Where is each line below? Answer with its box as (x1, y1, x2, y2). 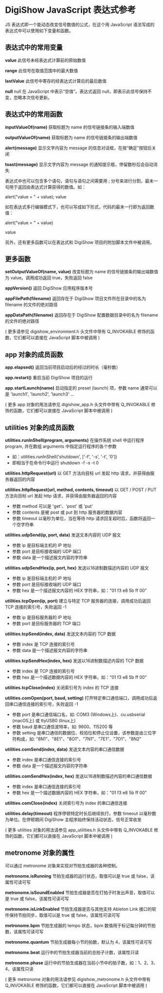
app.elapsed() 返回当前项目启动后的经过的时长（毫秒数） (5, 365, 121, 370)
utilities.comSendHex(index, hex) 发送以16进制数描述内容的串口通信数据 (5, 773, 152, 779)
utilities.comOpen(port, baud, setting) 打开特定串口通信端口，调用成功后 (5, 695, 153, 701)
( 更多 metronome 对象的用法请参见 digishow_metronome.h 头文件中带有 (5, 976, 151, 982)
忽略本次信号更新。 (13, 94, 52, 100)
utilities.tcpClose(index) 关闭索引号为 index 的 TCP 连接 (5, 685, 119, 691)
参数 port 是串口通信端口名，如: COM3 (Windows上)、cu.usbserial (12, 712, 145, 717)
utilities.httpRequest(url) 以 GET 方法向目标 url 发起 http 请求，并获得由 (5, 470, 150, 476)
